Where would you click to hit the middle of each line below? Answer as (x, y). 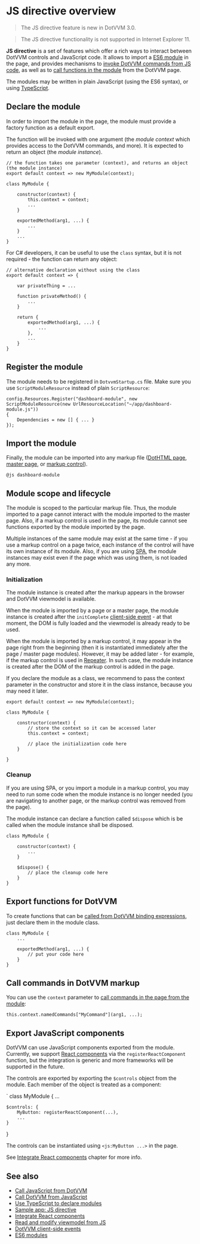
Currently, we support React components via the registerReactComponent (96, 1054)
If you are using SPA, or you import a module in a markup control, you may (98, 788)
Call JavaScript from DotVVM (51, 1191)
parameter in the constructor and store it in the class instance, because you (99, 685)
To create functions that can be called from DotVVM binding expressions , (96, 916)
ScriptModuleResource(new (38, 404)
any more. (19, 564)
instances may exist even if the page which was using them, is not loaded (97, 558)
